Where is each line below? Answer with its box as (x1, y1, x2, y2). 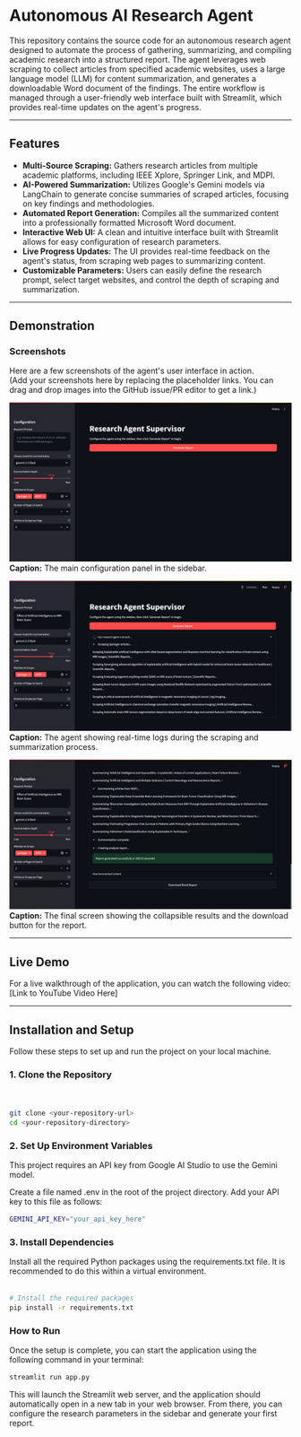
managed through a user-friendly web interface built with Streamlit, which (9, 91, 282, 103)
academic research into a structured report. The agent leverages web (9, 54, 266, 65)
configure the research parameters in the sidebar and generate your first (9, 1408, 278, 1419)
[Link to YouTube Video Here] (9, 988, 118, 998)
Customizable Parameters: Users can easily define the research (21, 265, 262, 275)
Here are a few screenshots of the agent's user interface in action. (9, 365, 254, 377)
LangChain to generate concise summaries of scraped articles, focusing (21, 188, 289, 199)
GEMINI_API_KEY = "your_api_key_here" (9, 1215, 146, 1224)
